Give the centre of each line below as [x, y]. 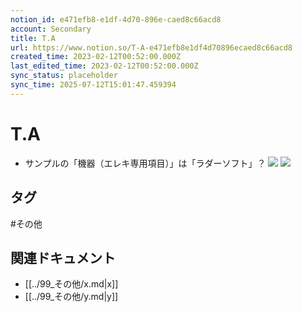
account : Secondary [51, 29]
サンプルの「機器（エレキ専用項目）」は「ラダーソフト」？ [145, 163]
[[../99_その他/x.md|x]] [71, 284]
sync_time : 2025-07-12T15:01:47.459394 [93, 85]
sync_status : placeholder [64, 76]
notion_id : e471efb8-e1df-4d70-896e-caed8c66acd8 [116, 19]
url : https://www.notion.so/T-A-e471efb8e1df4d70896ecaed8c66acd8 [151, 47]
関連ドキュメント [63, 257]
